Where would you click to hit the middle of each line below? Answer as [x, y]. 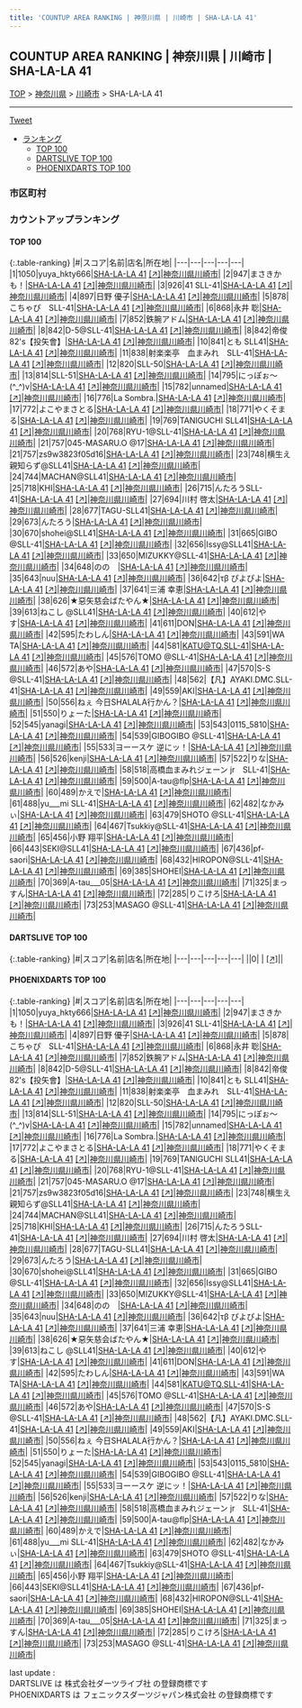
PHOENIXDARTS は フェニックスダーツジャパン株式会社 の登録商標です [142, 1694]
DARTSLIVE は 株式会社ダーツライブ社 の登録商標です [109, 1683]
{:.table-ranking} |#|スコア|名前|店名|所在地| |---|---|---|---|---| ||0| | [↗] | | [147, 959]
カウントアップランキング [64, 220]
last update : [32, 1672]
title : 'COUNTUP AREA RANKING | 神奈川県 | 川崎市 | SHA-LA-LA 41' [133, 18]
